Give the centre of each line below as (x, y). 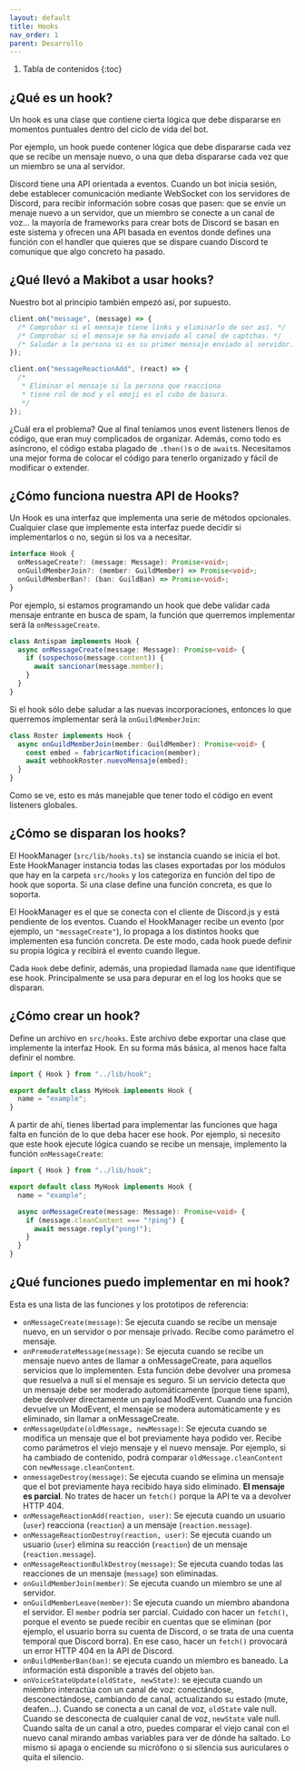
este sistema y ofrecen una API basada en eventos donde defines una (140, 232)
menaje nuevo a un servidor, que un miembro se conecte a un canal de (142, 213)
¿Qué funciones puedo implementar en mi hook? (150, 1283)
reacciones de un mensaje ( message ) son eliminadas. (120, 1573)
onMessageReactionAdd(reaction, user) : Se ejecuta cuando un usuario (154, 1515)
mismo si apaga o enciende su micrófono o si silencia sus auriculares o (155, 1747)
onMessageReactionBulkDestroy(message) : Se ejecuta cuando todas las (153, 1564)
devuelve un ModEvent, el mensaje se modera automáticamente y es (152, 1409)
